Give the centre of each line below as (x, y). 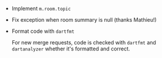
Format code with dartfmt (43, 31)
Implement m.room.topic (41, 8)
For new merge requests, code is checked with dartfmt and (84, 42)
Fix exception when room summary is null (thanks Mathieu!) (84, 20)
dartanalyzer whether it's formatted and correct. (71, 49)
